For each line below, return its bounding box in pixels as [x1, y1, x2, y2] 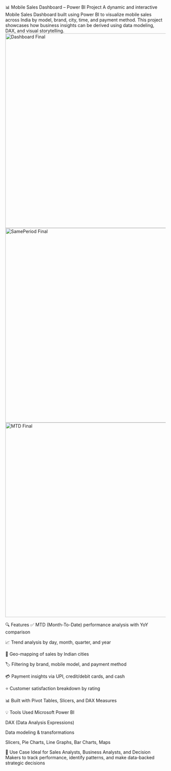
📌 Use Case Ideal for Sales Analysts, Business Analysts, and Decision [5, 749, 151, 755]
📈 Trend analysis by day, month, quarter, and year [5, 639, 111, 645]
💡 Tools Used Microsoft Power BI [5, 709, 75, 715]
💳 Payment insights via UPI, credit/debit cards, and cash [5, 673, 125, 679]
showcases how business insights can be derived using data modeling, [5, 22, 155, 28]
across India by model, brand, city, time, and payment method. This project [5, 17, 163, 23]
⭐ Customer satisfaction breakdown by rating [5, 685, 100, 692]
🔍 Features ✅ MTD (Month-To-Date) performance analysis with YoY [5, 622, 149, 628]
